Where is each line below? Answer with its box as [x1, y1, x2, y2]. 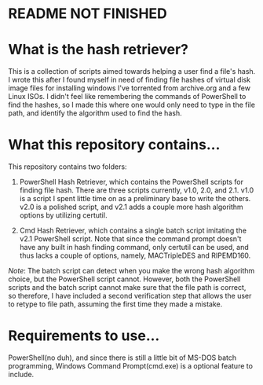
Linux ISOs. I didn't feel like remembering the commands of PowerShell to [8, 92, 247, 101]
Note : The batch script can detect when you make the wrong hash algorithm [8, 266, 255, 276]
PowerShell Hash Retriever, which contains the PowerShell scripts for [19, 178, 244, 187]
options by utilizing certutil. [19, 211, 108, 220]
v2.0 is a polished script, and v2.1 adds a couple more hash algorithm [19, 202, 243, 212]
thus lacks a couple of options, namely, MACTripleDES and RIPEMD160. [19, 251, 251, 260]
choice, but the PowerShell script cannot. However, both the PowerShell [8, 274, 241, 284]
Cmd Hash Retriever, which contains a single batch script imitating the [19, 225, 247, 236]
